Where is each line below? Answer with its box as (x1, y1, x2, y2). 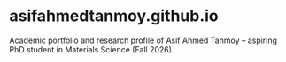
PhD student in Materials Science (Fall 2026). (9, 44, 174, 54)
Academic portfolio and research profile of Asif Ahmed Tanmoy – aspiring (9, 35, 277, 45)
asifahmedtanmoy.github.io (9, 6, 219, 26)
